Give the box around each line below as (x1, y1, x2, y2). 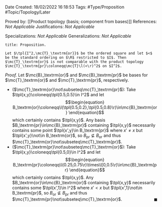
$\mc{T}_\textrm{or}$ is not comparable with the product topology (5, 59, 144, 64)
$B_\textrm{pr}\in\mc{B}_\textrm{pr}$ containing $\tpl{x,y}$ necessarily (12, 122, 156, 128)
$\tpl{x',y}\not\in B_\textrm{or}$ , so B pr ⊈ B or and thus (12, 133, 121, 139)
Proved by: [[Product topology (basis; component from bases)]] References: (5, 19, 157, 24)
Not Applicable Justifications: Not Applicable (5, 24, 95, 30)
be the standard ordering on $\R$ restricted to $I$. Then (5, 55, 127, 60)
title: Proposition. (5, 43, 47, 47)
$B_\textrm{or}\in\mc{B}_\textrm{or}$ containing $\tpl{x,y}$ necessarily (12, 179, 156, 185)
